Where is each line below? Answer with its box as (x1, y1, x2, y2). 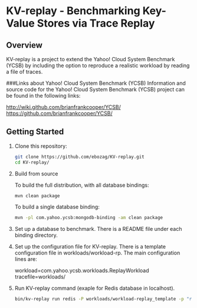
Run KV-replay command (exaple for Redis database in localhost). (14, 284, 175, 292)
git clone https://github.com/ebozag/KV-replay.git (14, 154, 145, 160)
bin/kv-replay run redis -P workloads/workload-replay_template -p (14, 296, 184, 302)
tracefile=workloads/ (14, 273, 66, 280)
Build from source (14, 170, 58, 177)
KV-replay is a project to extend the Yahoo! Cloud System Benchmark (6, 56, 175, 62)
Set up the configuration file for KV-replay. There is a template (14, 243, 166, 250)
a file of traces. (6, 68, 43, 75)
